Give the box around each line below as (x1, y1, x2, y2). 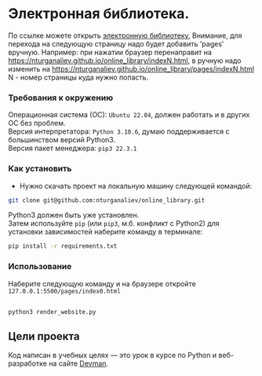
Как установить (8, 163, 72, 174)
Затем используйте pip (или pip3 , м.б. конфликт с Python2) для (8, 219, 220, 228)
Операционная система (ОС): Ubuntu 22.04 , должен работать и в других (8, 110, 250, 120)
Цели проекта (8, 330, 80, 343)
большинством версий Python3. (8, 135, 116, 145)
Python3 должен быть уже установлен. (8, 210, 140, 220)
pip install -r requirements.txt (8, 242, 118, 250)
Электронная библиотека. (8, 5, 190, 23)
